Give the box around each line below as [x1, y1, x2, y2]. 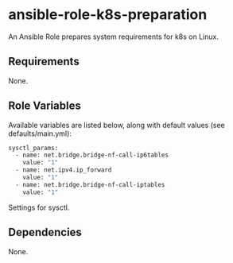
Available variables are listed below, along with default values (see [8, 120, 225, 130]
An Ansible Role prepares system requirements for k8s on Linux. [8, 32, 219, 41]
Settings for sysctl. [8, 203, 70, 212]
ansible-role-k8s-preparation [8, 6, 208, 24]
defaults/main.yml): [8, 129, 72, 138]
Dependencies [8, 226, 82, 239]
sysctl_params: [8, 144, 59, 152]
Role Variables [8, 99, 81, 113]
